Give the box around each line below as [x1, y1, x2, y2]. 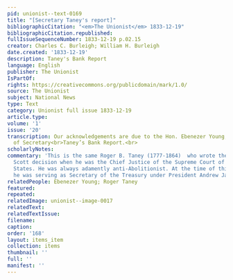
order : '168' [7, 230, 45, 237]
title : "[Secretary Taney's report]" [7, 17, 116, 24]
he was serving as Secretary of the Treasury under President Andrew [13, 172, 218, 179]
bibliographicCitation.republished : [7, 29, 113, 37]
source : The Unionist [7, 88, 70, 94]
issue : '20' [7, 126, 42, 133]
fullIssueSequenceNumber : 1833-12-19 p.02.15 [7, 36, 141, 43]
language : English [7, 62, 60, 69]
